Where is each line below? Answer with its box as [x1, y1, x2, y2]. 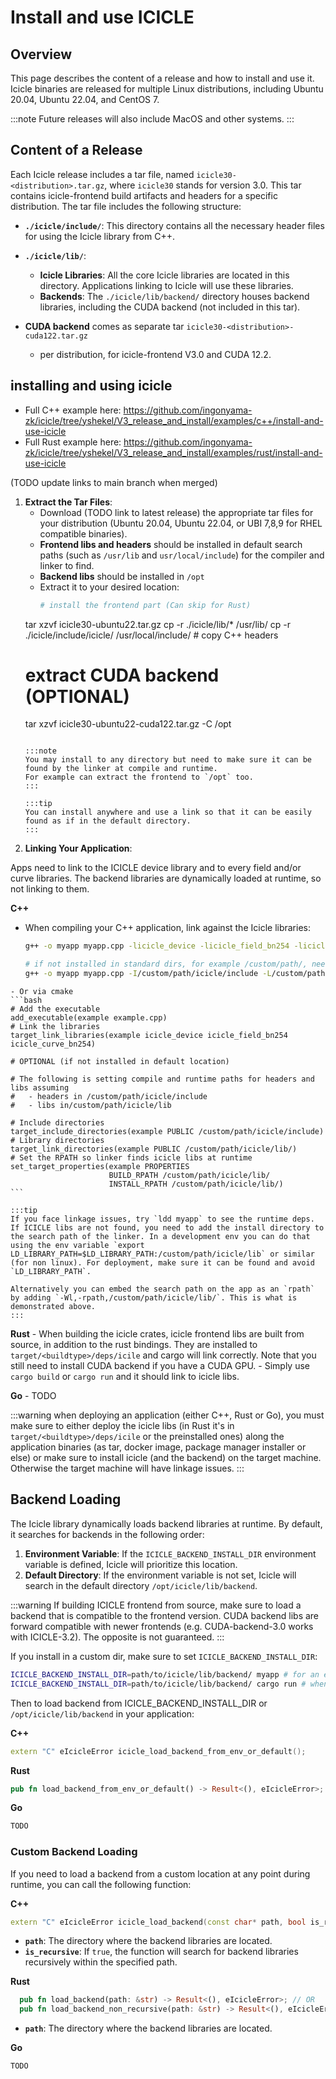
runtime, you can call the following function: [10, 1878, 192, 1890]
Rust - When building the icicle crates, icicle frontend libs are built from [10, 1328, 305, 1340]
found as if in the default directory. [24, 816, 192, 826]
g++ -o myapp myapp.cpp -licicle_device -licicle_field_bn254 [24, 941, 290, 951]
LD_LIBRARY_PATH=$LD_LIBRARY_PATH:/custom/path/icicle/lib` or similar [10, 1249, 315, 1260]
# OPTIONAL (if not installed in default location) [10, 1057, 230, 1067]
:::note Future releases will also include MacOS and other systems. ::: [10, 113, 295, 125]
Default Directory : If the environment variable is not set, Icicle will [24, 1569, 297, 1581]
